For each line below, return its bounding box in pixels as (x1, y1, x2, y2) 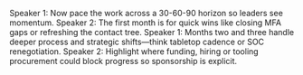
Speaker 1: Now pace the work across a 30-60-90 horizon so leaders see (9, 8, 283, 18)
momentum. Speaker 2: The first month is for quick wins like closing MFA (9, 17, 282, 28)
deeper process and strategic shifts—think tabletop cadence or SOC (9, 36, 265, 47)
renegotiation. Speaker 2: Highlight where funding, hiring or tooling (9, 46, 260, 57)
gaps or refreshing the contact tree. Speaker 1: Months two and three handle (9, 27, 295, 37)
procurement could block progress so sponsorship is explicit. (9, 56, 238, 66)
